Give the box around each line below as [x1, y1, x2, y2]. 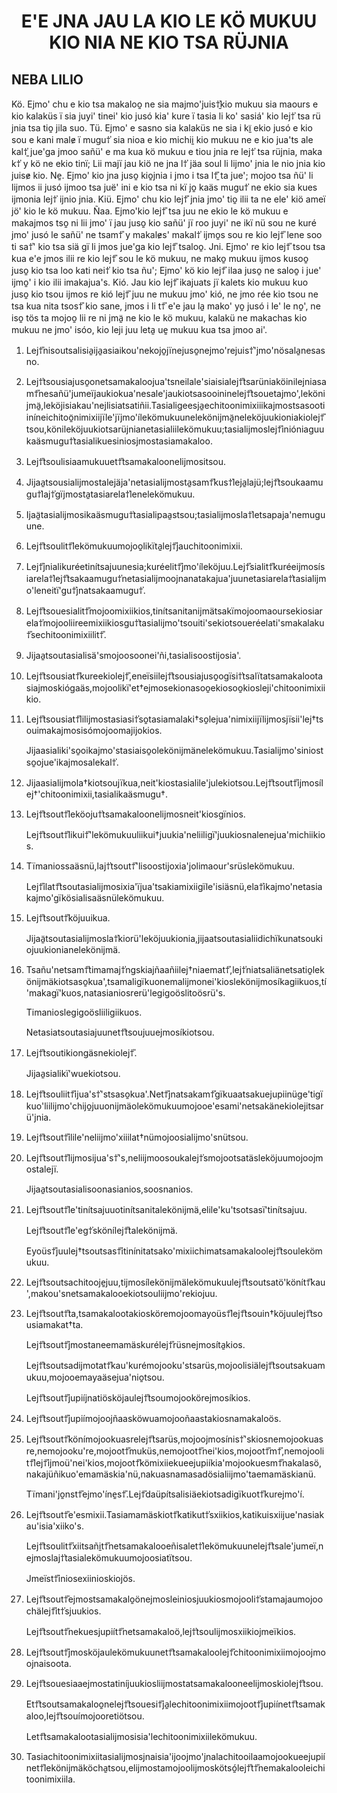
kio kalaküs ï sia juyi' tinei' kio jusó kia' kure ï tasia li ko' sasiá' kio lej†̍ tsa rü [11, 110, 321, 122]
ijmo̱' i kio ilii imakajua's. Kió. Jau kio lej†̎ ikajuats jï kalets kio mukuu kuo [11, 276, 309, 288]
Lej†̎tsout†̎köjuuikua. [25, 912, 111, 924]
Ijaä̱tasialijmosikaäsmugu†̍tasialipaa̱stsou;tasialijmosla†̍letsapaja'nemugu [25, 509, 326, 520]
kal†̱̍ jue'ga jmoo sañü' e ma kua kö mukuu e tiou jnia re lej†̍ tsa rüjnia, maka [11, 146, 323, 157]
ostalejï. [25, 1163, 59, 1175]
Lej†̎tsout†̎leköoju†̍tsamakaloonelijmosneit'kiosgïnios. [25, 808, 246, 820]
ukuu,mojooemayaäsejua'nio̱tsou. [25, 1371, 165, 1383]
